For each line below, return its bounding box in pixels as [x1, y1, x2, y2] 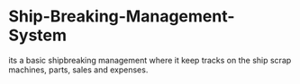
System [8, 25, 68, 46]
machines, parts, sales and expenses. [8, 64, 149, 75]
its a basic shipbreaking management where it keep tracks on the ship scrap [8, 55, 292, 65]
